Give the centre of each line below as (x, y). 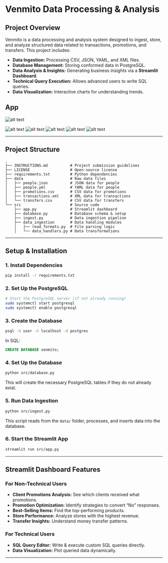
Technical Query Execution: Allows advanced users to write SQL (80, 81)
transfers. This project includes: (38, 50)
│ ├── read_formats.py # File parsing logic (64, 227)
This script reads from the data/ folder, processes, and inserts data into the (83, 421)
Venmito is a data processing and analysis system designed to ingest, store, (83, 39)
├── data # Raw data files (56, 178)
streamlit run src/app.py (32, 449)
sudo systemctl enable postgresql (41, 308)
